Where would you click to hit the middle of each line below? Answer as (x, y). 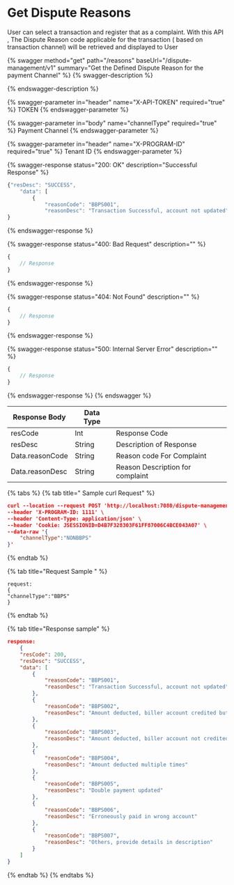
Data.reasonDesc (39, 471)
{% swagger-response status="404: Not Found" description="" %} (103, 297)
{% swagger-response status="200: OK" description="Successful (102, 164)
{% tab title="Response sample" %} (58, 629)
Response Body (39, 417)
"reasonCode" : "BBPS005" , (82, 784)
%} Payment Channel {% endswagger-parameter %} (83, 130)
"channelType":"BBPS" (39, 597)
